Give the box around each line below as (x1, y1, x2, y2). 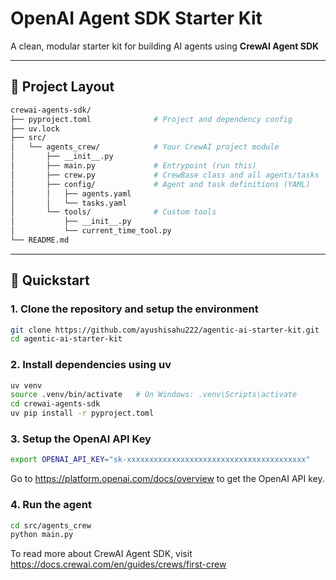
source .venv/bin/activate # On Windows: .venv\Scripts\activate (10, 390, 298, 400)
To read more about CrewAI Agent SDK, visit (10, 548, 193, 560)
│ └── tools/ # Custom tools (10, 207, 217, 217)
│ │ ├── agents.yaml (10, 188, 132, 199)
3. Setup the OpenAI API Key (10, 432, 152, 446)
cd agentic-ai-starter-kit (10, 334, 123, 344)
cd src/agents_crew (10, 520, 92, 531)
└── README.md (10, 235, 70, 245)
